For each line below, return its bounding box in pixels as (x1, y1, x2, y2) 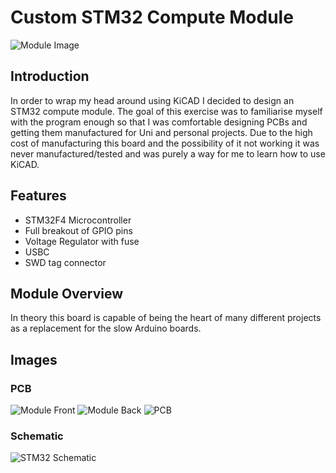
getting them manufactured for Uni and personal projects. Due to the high (10, 126, 313, 138)
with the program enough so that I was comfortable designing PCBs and (10, 116, 308, 128)
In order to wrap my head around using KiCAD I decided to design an (10, 94, 295, 106)
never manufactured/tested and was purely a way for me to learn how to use (10, 147, 326, 160)
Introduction (10, 68, 90, 85)
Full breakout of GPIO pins (24, 224, 133, 236)
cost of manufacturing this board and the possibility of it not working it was (10, 137, 320, 149)
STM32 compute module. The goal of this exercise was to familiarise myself (10, 105, 323, 117)
